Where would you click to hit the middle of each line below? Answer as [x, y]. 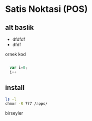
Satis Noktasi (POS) [46, 9]
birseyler [14, 113]
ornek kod [16, 54]
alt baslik [19, 28]
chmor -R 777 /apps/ [27, 104]
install [15, 88]
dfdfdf [19, 39]
